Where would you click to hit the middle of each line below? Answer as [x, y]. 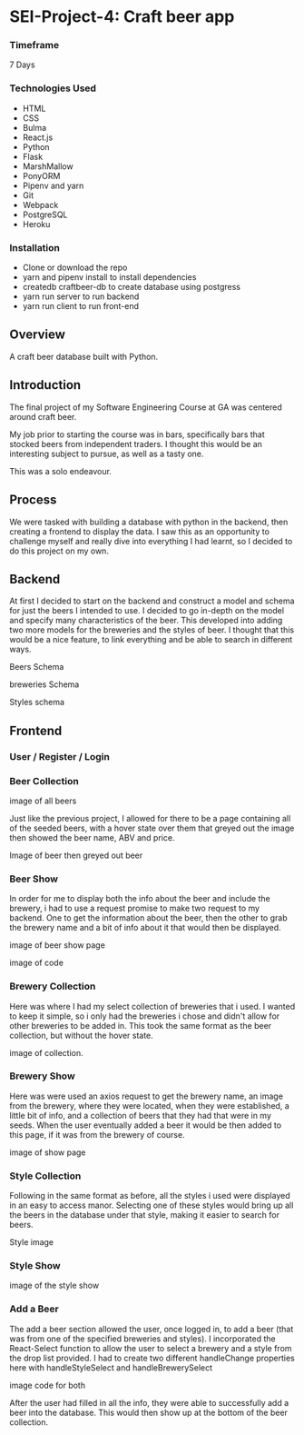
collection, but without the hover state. [82, 1035]
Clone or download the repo [75, 268]
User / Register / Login [60, 756]
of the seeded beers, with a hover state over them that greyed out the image [152, 828]
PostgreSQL [45, 214]
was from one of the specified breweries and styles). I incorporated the [142, 1339]
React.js [38, 137]
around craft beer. [43, 416]
